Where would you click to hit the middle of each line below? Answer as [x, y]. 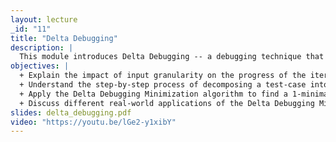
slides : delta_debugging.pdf [71, 112]
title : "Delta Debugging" [64, 38]
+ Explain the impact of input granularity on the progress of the [163, 76]
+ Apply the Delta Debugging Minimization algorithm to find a [153, 94]
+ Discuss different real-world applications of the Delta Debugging [167, 103]
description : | [42, 47]
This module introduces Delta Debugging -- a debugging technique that [172, 57]
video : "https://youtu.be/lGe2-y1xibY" [93, 122]
